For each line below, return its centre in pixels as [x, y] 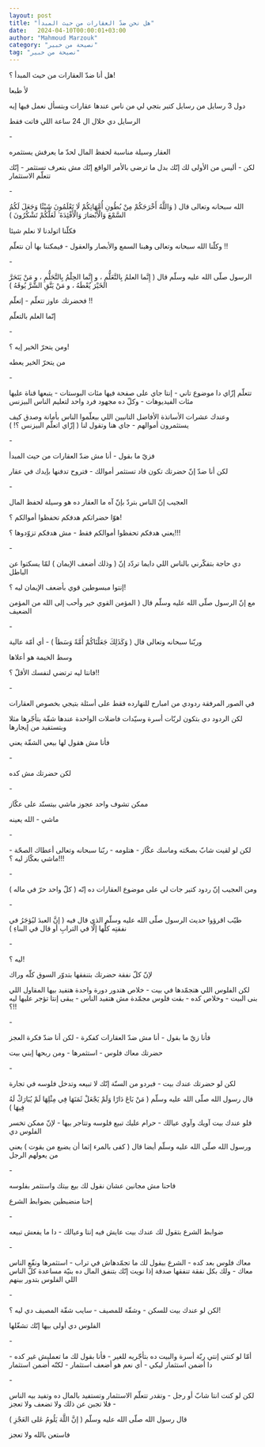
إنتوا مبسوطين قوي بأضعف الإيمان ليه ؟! [68, 587]
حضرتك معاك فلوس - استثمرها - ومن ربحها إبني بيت [86, 1053]
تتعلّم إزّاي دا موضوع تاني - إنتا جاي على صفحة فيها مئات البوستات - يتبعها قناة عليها [131, 393]
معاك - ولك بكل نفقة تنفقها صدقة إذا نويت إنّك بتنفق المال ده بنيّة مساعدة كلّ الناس [131, 1271]
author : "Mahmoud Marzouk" [53, 38]
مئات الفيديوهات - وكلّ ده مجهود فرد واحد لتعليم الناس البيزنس [101, 401]
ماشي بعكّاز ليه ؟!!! [37, 858]
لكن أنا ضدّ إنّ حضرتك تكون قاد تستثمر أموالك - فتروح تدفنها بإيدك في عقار [119, 471]
